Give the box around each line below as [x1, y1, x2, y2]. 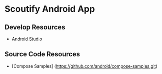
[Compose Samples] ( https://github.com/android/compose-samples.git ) [11, 63, 158, 69]
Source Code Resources [4, 50, 81, 58]
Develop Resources [4, 23, 66, 31]
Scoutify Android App [4, 3, 95, 15]
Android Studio [11, 36, 42, 42]
